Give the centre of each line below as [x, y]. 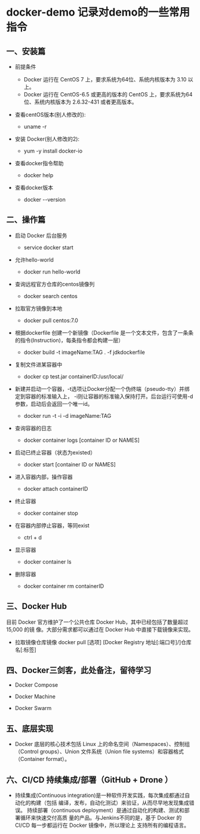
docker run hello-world [52, 272]
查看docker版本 [34, 187]
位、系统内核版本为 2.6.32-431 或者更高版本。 [80, 102]
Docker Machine [35, 697]
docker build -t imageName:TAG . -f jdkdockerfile [84, 352]
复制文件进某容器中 [39, 364]
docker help [39, 175]
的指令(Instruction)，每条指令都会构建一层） [69, 340]
